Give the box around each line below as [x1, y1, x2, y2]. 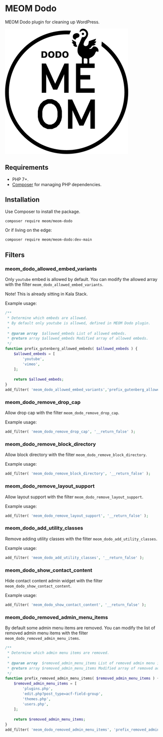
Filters [5, 251, 25, 259]
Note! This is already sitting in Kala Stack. [5, 291, 88, 297]
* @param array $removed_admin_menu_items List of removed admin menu [7, 661, 155, 666]
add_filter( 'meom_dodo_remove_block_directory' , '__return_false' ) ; [5, 471, 151, 476]
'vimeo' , [22, 362, 40, 367]
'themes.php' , [22, 696, 51, 702]
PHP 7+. [12, 176, 29, 182]
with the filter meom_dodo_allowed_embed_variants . [5, 281, 103, 287]
